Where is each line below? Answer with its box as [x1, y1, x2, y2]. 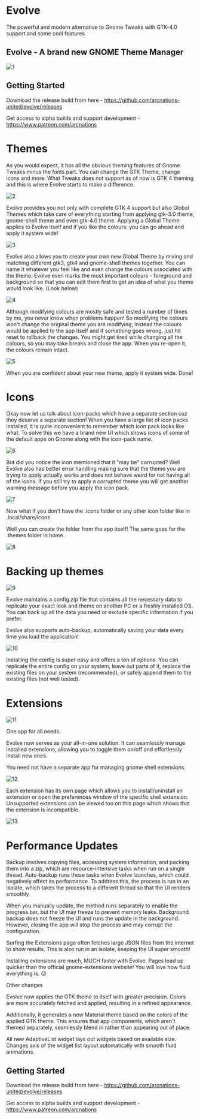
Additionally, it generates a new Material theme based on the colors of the [6, 1011, 188, 1018]
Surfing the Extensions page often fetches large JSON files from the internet [6, 939, 194, 946]
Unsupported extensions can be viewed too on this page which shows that [6, 800, 190, 807]
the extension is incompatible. [6, 806, 80, 813]
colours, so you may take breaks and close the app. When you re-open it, [6, 339, 187, 347]
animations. [6, 1048, 35, 1055]
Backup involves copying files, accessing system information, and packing [6, 859, 190, 866]
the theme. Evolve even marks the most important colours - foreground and [6, 272, 192, 279]
